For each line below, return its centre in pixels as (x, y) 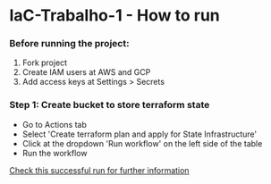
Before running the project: (69, 44)
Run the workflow (55, 153)
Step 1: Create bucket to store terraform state (110, 105)
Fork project (45, 63)
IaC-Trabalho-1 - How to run (115, 16)
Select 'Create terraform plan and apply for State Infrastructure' (140, 134)
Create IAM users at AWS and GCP (86, 72)
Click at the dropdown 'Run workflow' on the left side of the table (142, 143)
